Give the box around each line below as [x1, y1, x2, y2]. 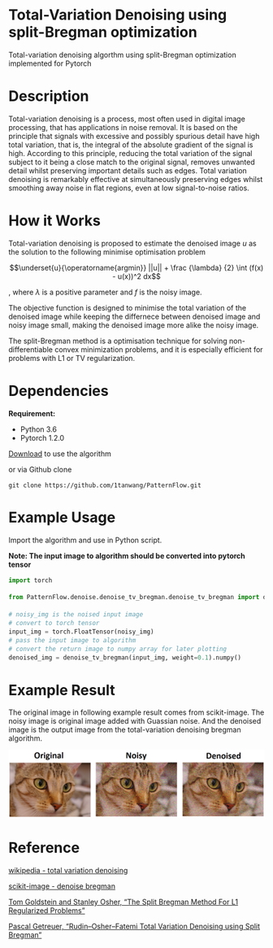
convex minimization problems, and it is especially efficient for [54, 344, 263, 354]
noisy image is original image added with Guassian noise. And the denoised [8, 716, 262, 726]
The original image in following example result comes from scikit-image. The [8, 707, 265, 717]
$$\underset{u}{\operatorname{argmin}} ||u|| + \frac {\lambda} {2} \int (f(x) [9, 263, 264, 272]
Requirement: [8, 408, 56, 418]
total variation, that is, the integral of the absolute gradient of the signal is [8, 140, 253, 150]
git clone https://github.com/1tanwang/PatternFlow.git [8, 481, 201, 489]
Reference [8, 839, 80, 857]
